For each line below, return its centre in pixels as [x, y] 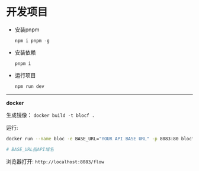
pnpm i [23, 63]
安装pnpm [27, 29]
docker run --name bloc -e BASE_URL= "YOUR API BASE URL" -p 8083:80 [92, 139]
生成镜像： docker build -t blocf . [50, 115]
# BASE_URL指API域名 [30, 149]
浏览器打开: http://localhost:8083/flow [55, 161]
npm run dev [29, 86]
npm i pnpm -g [32, 41]
